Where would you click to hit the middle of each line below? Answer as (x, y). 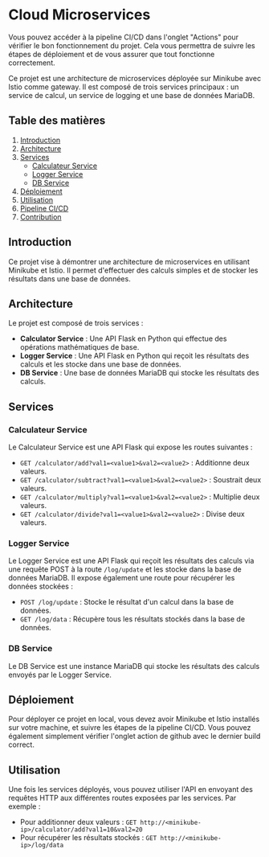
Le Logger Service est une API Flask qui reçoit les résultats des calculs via (131, 561)
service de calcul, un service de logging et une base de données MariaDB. (132, 95)
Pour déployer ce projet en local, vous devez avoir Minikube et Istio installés (134, 719)
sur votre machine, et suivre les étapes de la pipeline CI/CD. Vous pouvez (130, 728)
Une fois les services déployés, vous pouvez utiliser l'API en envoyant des (130, 789)
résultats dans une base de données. (69, 278)
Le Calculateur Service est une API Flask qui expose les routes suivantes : (130, 447)
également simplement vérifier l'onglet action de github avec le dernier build (134, 736)
